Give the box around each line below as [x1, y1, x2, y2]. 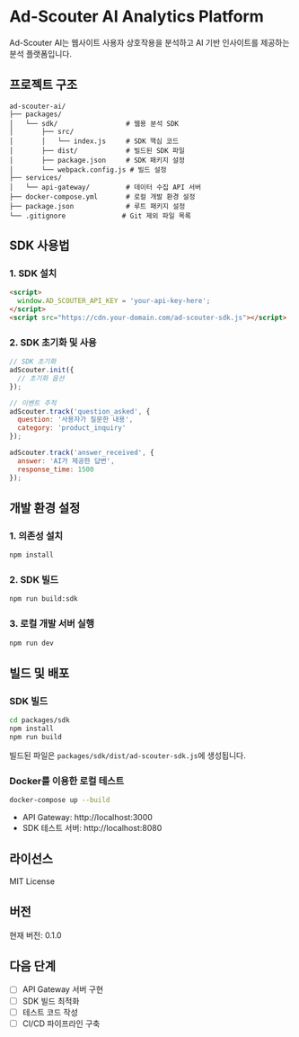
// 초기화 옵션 [17, 373, 65, 383]
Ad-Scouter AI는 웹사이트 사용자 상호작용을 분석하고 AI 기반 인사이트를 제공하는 [9, 37, 290, 48]
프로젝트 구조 [9, 77, 78, 93]
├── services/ [9, 173, 63, 182]
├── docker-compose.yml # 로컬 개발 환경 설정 [9, 192, 196, 201]
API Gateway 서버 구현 [22, 984, 104, 995]
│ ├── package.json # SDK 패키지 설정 [9, 156, 186, 165]
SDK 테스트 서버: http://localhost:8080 [22, 823, 163, 833]
